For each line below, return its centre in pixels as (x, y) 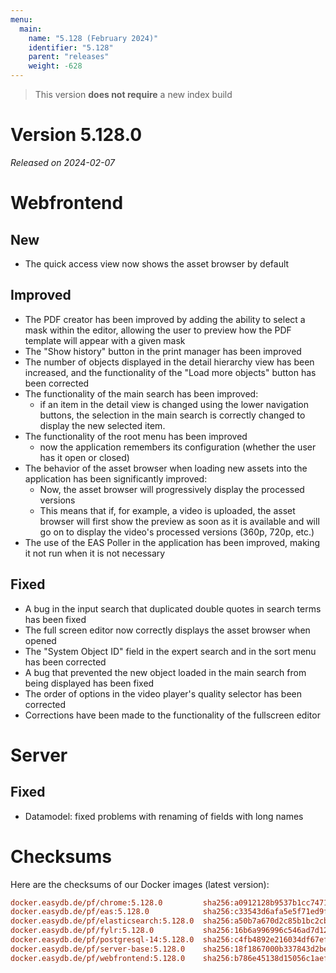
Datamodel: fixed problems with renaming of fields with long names (164, 816)
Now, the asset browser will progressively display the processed (172, 489)
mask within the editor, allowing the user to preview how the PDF (158, 330)
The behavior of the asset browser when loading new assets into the (166, 468)
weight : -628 (55, 66)
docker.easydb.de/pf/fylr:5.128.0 (82, 931)
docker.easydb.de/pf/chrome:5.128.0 (86, 902)
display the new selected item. (102, 425)
